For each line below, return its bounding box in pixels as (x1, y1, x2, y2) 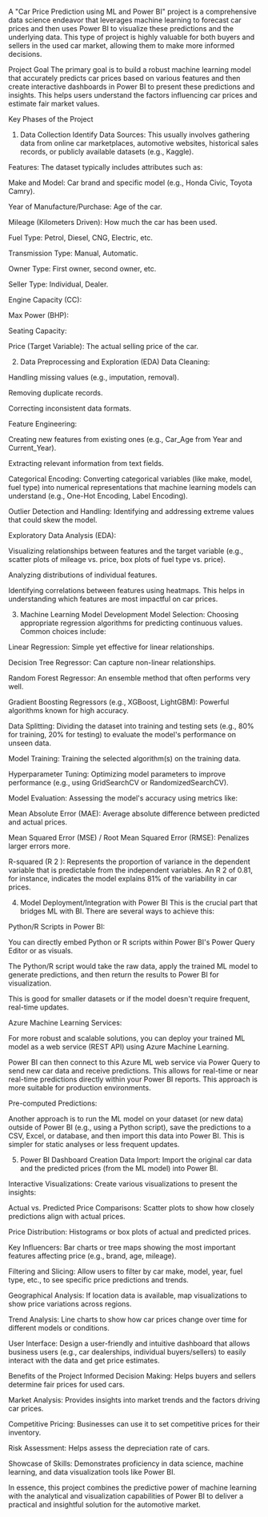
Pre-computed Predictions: (8, 1098, 98, 1108)
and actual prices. (8, 817, 68, 827)
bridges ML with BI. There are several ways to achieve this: (19, 906, 214, 916)
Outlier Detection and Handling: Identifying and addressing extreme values (8, 507, 254, 516)
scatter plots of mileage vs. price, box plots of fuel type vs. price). (8, 555, 226, 564)
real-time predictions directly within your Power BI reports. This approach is (8, 1074, 258, 1084)
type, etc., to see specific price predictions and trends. (8, 1275, 190, 1284)
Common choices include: (19, 627, 106, 636)
